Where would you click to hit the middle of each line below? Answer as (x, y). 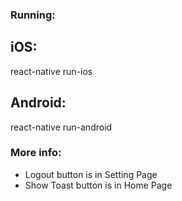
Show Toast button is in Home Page (98, 185)
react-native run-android (61, 127)
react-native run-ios (51, 71)
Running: (33, 15)
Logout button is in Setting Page (91, 174)
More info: (36, 153)
